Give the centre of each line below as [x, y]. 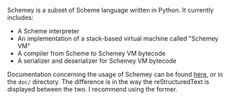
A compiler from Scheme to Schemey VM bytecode [91, 53]
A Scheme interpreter [48, 31]
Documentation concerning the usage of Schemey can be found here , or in [115, 74]
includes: [20, 17]
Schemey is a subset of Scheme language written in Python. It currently [110, 10]
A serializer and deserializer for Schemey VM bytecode [97, 61]
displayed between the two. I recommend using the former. [92, 89]
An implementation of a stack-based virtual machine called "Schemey [118, 38]
